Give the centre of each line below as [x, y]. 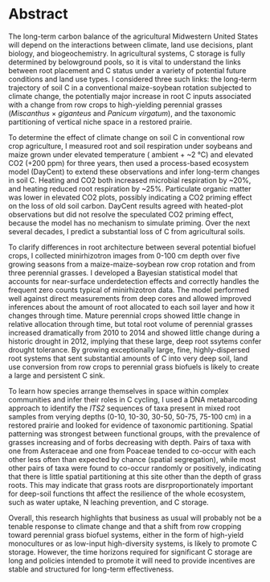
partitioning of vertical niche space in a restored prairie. [100, 122]
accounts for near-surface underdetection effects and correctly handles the [134, 281]
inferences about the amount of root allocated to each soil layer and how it [131, 307]
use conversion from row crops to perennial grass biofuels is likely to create [134, 366]
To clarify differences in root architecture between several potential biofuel [132, 247]
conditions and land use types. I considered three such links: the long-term [133, 79]
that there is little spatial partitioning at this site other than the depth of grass [135, 477]
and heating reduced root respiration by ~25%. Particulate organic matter [130, 188]
